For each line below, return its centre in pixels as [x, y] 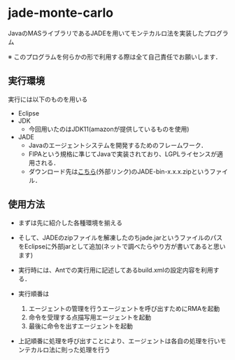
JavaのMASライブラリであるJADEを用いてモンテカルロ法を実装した [106, 33]
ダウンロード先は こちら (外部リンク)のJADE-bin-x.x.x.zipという [119, 171]
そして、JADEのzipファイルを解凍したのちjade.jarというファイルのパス [120, 237]
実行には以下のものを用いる [48, 99]
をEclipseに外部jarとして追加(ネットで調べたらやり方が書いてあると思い [122, 246]
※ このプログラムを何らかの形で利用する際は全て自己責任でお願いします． [115, 57]
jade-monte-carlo [61, 13]
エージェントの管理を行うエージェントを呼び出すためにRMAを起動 [124, 308]
